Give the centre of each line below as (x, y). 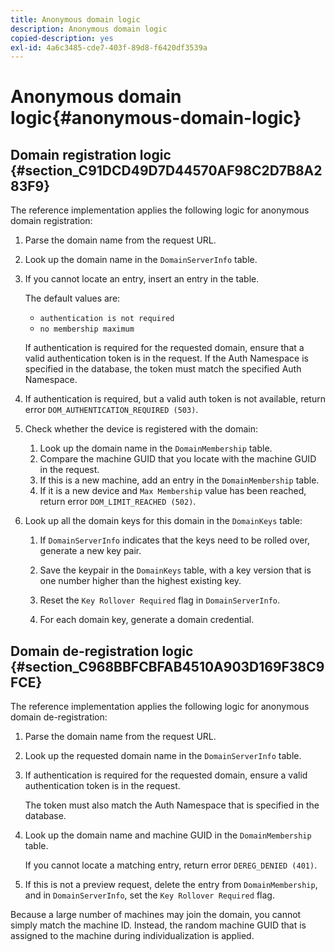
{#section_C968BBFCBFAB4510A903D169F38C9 (167, 666)
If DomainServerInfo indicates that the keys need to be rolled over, (174, 540)
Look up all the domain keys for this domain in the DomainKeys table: (163, 521)
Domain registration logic (91, 154)
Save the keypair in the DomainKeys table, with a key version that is (175, 570)
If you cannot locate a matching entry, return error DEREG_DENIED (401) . (171, 865)
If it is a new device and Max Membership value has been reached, (173, 491)
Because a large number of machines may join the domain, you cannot (156, 915)
